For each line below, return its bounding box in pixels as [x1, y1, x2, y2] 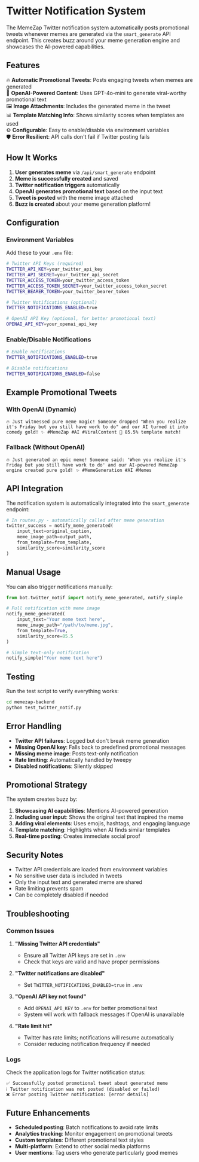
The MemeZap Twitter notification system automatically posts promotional [6, 24, 189, 31]
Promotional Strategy [6, 780, 88, 790]
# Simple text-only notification [6, 649, 90, 655]
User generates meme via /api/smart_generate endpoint [14, 169, 156, 176]
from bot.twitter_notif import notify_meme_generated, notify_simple [6, 594, 183, 600]
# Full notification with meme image [6, 605, 100, 611]
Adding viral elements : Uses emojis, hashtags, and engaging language [14, 820, 191, 827]
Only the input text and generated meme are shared [14, 879, 142, 886]
